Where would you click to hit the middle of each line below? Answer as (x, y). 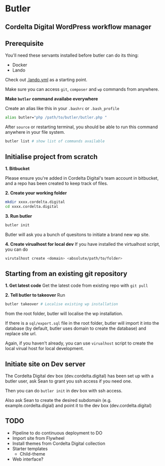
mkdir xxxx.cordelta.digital (35, 202)
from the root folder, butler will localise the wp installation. (64, 313)
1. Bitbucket (17, 168)
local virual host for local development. (45, 349)
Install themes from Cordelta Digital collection (59, 443)
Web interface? (28, 459)
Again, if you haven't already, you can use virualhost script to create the (79, 343)
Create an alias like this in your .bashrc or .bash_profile (62, 109)
